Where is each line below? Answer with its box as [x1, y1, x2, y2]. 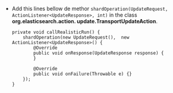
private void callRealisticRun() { [11, 29, 100, 35]
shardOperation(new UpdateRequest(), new [23, 35, 130, 41]
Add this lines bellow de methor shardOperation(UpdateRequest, [11, 5, 168, 12]
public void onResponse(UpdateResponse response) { [33, 50, 164, 56]
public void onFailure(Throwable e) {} [33, 71, 132, 77]
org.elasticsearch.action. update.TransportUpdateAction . [11, 18, 158, 24]
